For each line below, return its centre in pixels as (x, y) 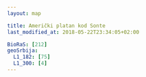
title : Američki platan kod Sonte (57, 26)
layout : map (24, 13)
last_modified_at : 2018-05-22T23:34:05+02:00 (73, 32)
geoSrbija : (23, 51)
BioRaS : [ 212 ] (27, 44)
